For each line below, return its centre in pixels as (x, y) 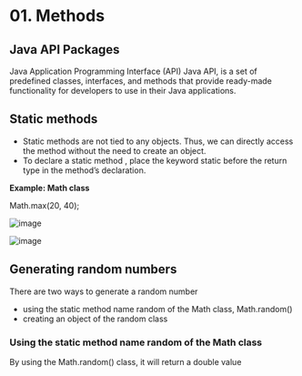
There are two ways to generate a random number (104, 291)
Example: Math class (50, 188)
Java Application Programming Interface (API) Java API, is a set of (133, 71)
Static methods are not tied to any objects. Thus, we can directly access (158, 141)
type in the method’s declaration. (84, 170)
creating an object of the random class (95, 319)
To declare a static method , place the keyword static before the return (155, 160)
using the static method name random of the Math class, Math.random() (157, 309)
